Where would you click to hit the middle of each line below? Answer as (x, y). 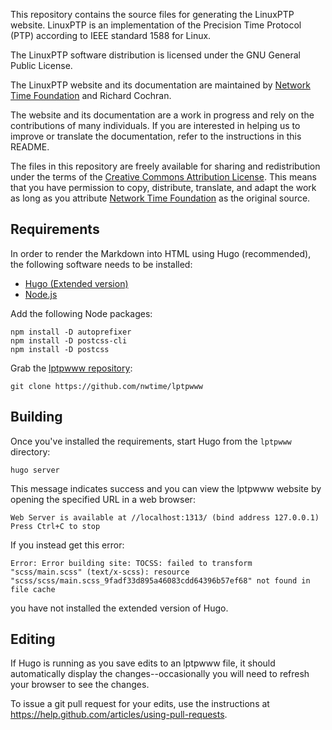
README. (30, 147)
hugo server (35, 470)
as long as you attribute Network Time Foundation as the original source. (160, 198)
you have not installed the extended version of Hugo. (119, 608)
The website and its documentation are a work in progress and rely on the (162, 115)
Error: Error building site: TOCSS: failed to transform (131, 563)
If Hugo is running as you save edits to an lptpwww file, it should (143, 663)
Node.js (41, 294)
